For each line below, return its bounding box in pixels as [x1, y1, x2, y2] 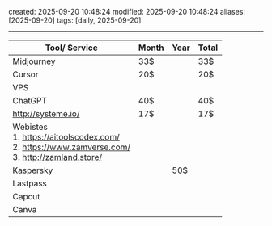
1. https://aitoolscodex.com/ [12, 132, 120, 142]
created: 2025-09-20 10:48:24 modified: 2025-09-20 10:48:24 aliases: [8, 7, 245, 16]
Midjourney [12, 56, 56, 67]
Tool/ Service [45, 42, 99, 53]
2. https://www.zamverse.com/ [12, 141, 131, 153]
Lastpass [12, 178, 47, 189]
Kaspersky [12, 165, 53, 176]
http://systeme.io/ [12, 108, 80, 119]
